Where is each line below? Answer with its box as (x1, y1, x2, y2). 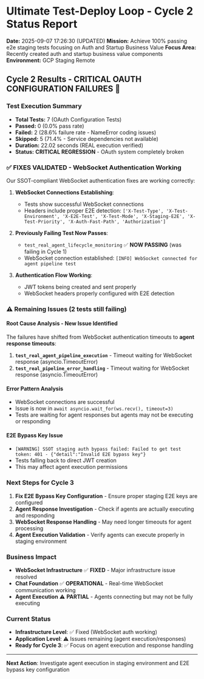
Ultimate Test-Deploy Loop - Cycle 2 (6, 4, 193, 18)
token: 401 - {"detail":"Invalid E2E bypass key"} (15, 451, 146, 458)
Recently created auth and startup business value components (6, 50, 163, 57)
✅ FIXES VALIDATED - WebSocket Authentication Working (6, 163, 182, 171)
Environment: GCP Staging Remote (6, 56, 95, 64)
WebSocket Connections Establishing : (15, 188, 114, 196)
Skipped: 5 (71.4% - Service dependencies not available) (15, 135, 159, 142)
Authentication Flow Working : (15, 271, 93, 279)
